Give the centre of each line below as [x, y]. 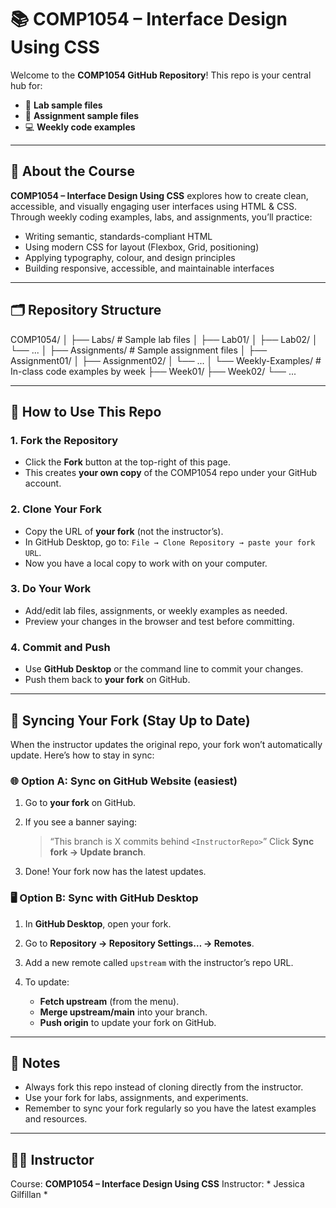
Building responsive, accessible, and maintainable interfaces [149, 268]
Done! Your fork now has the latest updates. [115, 872]
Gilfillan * [29, 1195]
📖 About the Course [72, 171]
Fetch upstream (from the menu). [109, 1001]
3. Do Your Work [51, 589]
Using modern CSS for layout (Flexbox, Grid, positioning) [142, 247]
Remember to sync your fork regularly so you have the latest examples [170, 1108]
